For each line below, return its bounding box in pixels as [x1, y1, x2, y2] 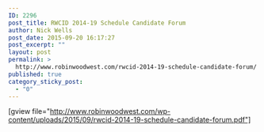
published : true [8, 70, 62, 78]
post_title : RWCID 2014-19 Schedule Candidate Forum [8, 19, 186, 27]
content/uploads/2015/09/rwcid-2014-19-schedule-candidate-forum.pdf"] [8, 115, 251, 125]
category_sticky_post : [8, 77, 83, 85]
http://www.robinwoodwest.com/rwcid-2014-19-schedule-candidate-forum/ [15, 63, 258, 71]
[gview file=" [8, 107, 51, 116]
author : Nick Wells [8, 26, 73, 34]
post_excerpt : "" [8, 41, 66, 49]
